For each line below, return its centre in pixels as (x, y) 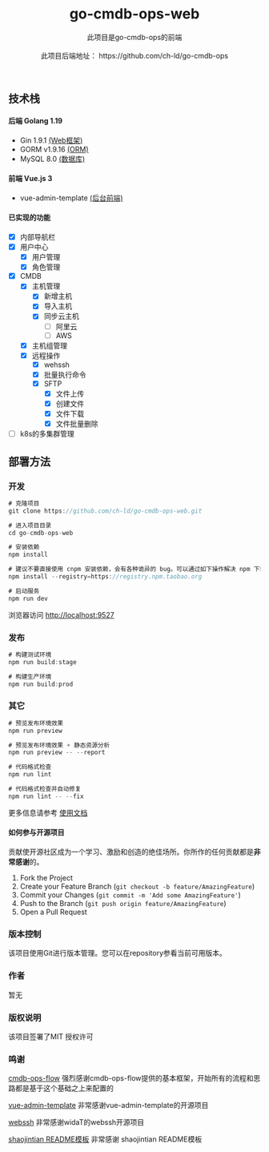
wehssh (57, 365)
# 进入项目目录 (30, 526)
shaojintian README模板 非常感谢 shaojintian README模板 (105, 1139)
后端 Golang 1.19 (35, 120)
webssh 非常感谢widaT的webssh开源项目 (76, 1122)
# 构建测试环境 (30, 655)
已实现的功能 (29, 218)
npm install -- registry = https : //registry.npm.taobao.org (105, 577)
